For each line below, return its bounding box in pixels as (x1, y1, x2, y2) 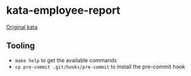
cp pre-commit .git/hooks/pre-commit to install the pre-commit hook (14, 63, 186, 70)
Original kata (6, 23, 38, 31)
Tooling (6, 41, 35, 51)
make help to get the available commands (14, 56, 117, 63)
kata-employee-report (6, 4, 121, 17)
